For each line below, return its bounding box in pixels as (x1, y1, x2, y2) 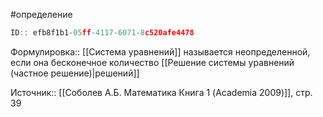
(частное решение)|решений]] (10, 67, 140, 79)
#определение (10, 9, 73, 20)
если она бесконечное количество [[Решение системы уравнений (10, 56, 295, 68)
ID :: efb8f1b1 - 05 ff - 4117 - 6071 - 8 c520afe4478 (10, 28, 195, 38)
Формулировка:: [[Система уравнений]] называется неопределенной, (10, 45, 311, 58)
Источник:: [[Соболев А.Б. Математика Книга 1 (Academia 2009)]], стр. (10, 86, 313, 98)
